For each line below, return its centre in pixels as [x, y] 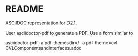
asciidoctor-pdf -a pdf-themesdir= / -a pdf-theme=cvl [61, 43]
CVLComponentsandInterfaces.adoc [43, 48]
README [24, 9]
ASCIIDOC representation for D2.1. [41, 23]
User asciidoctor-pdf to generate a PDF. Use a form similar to [69, 33]
